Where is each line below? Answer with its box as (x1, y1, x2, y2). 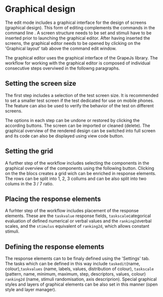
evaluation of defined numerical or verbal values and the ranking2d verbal (5, 218, 152, 224)
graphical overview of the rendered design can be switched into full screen (5, 128, 156, 134)
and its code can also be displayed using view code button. (5, 133, 124, 139)
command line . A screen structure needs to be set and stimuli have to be (5, 30, 152, 36)
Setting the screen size (5, 79, 76, 88)
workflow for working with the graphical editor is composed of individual (5, 60, 151, 66)
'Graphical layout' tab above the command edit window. (5, 45, 117, 51)
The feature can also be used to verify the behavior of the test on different (5, 102, 154, 108)
